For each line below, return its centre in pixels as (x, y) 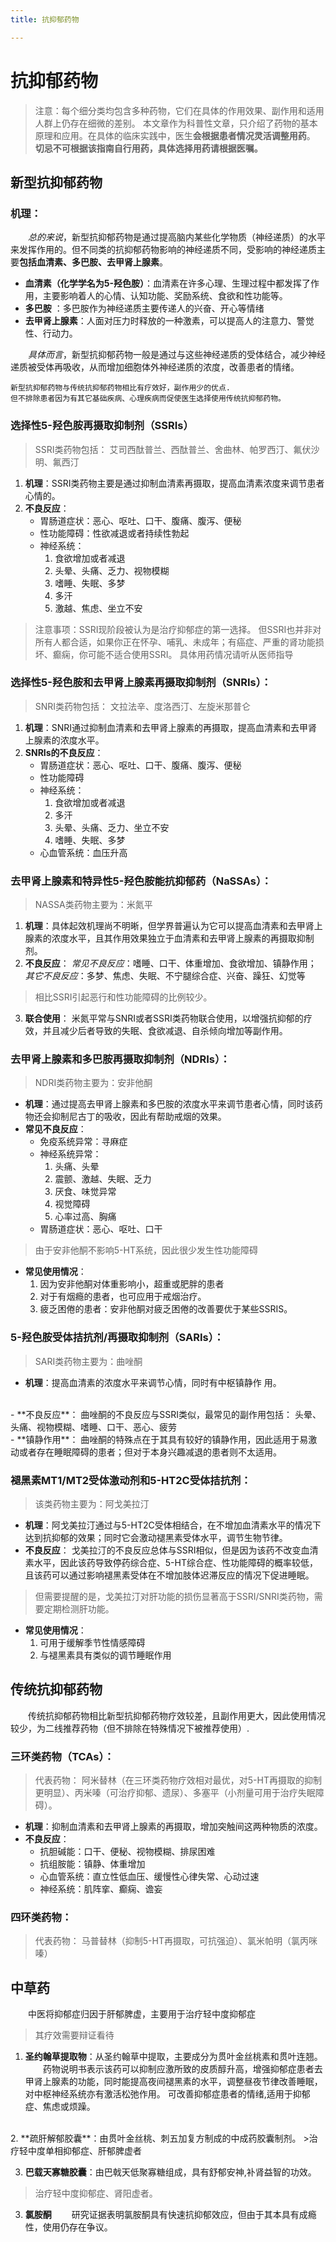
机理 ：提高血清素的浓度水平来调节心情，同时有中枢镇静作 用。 (153, 1382)
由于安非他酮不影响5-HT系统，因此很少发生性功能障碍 (146, 1250)
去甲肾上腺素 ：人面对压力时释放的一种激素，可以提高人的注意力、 (160, 321)
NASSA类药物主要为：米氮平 (93, 905)
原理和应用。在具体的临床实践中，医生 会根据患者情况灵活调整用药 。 (175, 135)
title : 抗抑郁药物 (45, 19)
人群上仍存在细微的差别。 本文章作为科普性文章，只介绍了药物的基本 (176, 123)
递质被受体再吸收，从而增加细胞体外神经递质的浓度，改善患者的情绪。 (155, 367)
